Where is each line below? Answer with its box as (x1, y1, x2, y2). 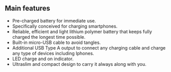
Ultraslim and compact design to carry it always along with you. (12, 61, 146, 67)
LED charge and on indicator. (12, 56, 74, 62)
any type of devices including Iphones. (12, 50, 94, 56)
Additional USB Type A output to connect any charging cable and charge (12, 44, 166, 51)
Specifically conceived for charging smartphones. (12, 23, 118, 29)
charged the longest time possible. (12, 34, 85, 40)
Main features (5, 4, 51, 13)
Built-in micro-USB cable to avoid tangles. (12, 39, 101, 45)
